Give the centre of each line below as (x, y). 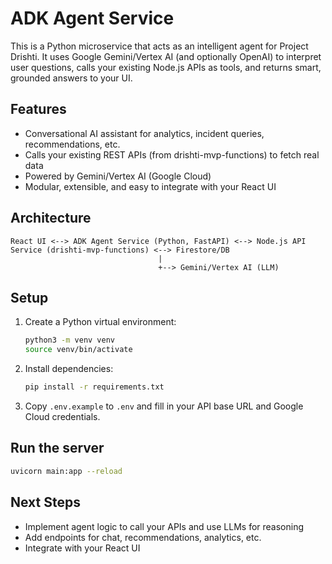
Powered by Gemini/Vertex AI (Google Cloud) (118, 176)
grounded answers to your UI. (71, 78)
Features (38, 109)
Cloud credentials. (62, 416)
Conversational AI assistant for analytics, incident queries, (144, 133)
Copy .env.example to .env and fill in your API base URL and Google (164, 406)
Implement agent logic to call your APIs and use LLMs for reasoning (164, 526)
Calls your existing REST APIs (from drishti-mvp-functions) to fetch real (172, 154)
